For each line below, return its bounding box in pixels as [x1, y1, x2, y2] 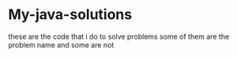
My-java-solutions [8, 6, 133, 24]
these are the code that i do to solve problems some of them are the [8, 32, 230, 41]
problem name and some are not [8, 40, 115, 49]
